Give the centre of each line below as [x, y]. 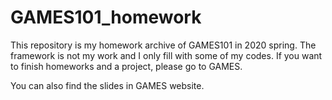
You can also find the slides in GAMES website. [107, 85]
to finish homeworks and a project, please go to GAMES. [126, 66]
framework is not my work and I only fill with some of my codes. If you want [166, 55]
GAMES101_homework [106, 17]
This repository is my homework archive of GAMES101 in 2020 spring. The [163, 45]
